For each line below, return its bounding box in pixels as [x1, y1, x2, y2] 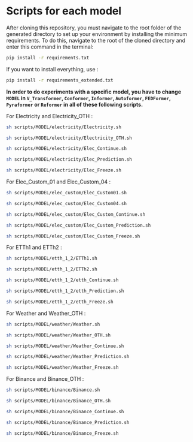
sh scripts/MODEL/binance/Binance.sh [6, 387, 100, 393]
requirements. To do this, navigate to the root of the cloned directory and [6, 37, 186, 44]
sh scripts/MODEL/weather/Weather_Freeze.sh [6, 365, 119, 371]
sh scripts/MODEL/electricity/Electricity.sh [6, 124, 121, 130]
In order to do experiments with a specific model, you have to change [6, 88, 181, 95]
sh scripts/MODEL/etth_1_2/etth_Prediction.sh [6, 288, 124, 294]
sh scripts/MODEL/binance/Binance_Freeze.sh [6, 430, 119, 436]
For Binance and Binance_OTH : [6, 375, 84, 383]
